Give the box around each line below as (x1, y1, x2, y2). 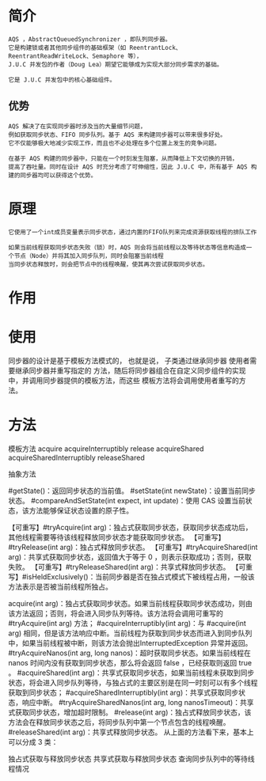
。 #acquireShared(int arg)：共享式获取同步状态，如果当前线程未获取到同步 (8, 668, 255, 677)
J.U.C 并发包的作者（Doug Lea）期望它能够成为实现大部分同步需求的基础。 (8, 60, 223, 68)
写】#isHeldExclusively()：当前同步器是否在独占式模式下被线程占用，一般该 (8, 571, 255, 582)
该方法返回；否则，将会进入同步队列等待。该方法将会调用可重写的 (8, 608, 223, 618)
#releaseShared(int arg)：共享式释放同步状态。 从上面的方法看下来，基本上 (8, 727, 254, 737)
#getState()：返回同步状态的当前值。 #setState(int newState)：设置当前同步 (8, 486, 256, 495)
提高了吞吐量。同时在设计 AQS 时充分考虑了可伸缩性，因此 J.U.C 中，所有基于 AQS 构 (8, 163, 257, 171)
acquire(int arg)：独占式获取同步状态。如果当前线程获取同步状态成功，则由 (8, 598, 253, 608)
